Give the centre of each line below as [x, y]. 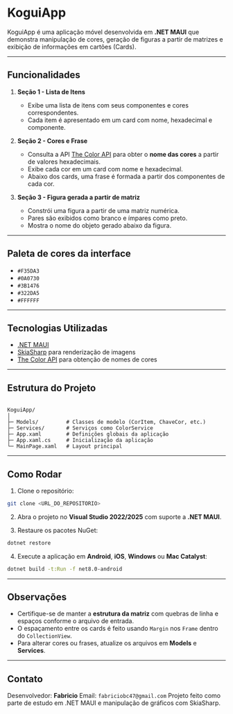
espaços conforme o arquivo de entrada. [76, 621]
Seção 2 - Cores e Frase [52, 141]
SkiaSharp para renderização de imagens [77, 352]
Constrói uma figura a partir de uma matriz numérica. [104, 210]
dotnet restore [29, 543]
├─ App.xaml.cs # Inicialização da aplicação [80, 441]
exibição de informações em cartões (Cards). [72, 46]
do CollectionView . [44, 636]
